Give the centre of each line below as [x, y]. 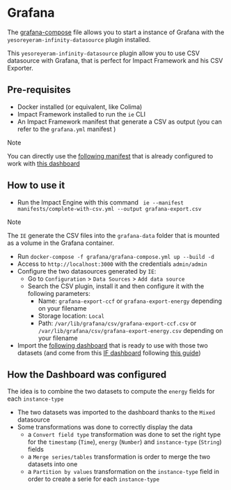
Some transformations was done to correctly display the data [105, 427]
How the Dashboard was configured [87, 374]
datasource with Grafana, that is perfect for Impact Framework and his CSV [115, 60]
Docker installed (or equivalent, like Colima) [80, 107]
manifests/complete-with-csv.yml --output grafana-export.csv [109, 209]
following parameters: [59, 293]
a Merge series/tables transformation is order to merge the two [119, 457]
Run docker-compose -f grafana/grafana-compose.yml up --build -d [115, 256]
